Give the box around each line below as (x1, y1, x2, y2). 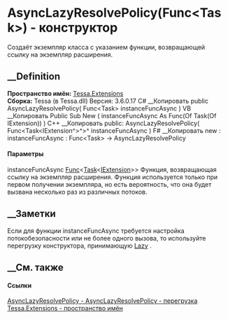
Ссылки (7, 281, 32, 290)
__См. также (7, 262, 64, 274)
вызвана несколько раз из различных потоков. (7, 187, 148, 196)
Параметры (7, 150, 44, 158)
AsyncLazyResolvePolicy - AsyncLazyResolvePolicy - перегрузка (7, 297, 198, 305)
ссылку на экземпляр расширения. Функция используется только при (7, 173, 218, 181)
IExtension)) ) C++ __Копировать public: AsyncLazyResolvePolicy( (7, 119, 200, 127)
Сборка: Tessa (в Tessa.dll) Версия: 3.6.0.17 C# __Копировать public (7, 97, 208, 105)
